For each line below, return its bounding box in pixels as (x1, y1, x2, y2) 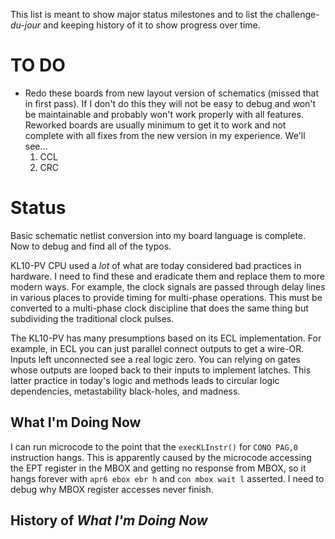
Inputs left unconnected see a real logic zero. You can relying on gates (10, 353, 301, 365)
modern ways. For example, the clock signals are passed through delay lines (10, 280, 326, 293)
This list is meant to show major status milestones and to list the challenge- (10, 9, 320, 20)
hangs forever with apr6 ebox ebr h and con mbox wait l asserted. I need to (10, 472, 325, 484)
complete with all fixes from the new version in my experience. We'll (24, 129, 306, 141)
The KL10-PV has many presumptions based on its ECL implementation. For (10, 332, 322, 344)
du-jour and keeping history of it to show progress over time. (10, 19, 261, 31)
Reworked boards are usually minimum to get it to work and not (24, 119, 287, 131)
